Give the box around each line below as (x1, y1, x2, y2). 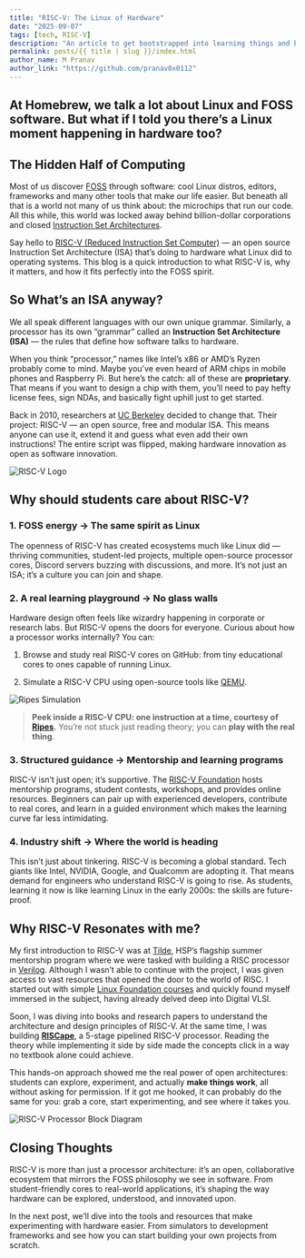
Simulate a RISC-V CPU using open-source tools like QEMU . (22, 676, 247, 687)
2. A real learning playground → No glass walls (9, 591, 219, 604)
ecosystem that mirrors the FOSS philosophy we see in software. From (9, 1174, 274, 1185)
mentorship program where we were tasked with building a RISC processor (9, 955, 290, 966)
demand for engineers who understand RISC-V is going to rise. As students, (9, 876, 293, 887)
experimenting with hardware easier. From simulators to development (9, 1221, 269, 1232)
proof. (9, 895, 32, 906)
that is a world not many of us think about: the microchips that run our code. (9, 201, 294, 212)
